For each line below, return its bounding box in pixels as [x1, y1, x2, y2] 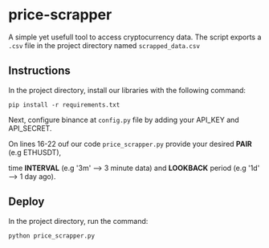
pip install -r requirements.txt [8, 100, 120, 109]
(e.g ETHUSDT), [8, 147, 62, 157]
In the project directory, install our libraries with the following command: [8, 85, 247, 95]
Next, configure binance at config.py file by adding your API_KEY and [8, 115, 239, 124]
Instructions [8, 64, 71, 78]
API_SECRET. [8, 123, 52, 133]
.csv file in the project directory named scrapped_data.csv [8, 40, 201, 50]
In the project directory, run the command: [8, 216, 149, 226]
